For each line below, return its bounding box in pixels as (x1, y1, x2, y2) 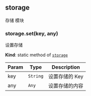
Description (51, 64, 81, 71)
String (28, 74, 44, 79)
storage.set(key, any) (5, 30, 58, 37)
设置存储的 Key (48, 73, 84, 80)
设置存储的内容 (48, 83, 84, 90)
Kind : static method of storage (5, 52, 68, 58)
